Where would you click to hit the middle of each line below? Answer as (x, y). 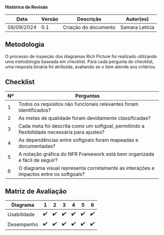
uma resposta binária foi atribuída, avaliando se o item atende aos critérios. (81, 67)
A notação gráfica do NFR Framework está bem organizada (87, 154)
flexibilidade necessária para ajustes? (62, 132)
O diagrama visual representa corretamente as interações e (87, 168)
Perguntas (87, 96)
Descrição (89, 19)
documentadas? (37, 146)
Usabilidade (21, 214)
